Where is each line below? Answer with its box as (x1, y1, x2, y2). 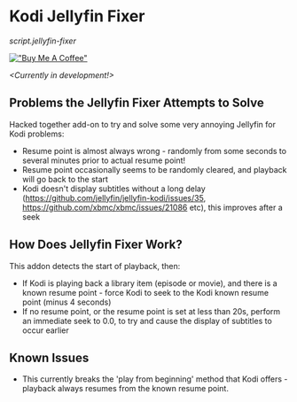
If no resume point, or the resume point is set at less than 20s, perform (21, 305, 281, 316)
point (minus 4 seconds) (21, 297, 112, 307)
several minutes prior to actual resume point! (21, 155, 186, 166)
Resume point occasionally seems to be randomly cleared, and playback (21, 164, 287, 174)
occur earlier (21, 325, 69, 336)
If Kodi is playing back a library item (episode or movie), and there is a (21, 277, 277, 289)
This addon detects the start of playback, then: (9, 260, 181, 271)
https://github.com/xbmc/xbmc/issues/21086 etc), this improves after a (21, 202, 283, 213)
